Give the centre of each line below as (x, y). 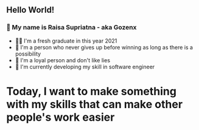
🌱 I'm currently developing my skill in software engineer (85, 67)
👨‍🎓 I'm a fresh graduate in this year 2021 (66, 41)
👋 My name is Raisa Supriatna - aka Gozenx (72, 27)
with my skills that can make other (95, 104)
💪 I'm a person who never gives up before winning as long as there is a (104, 47)
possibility (28, 54)
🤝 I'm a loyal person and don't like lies (63, 60)
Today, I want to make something (91, 91)
